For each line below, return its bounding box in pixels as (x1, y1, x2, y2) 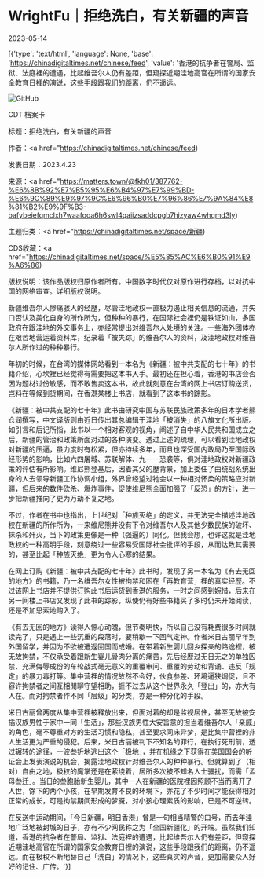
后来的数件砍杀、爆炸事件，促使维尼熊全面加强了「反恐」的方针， (28, 484, 242, 493)
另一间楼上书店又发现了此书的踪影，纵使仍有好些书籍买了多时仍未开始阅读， (8, 595, 256, 605)
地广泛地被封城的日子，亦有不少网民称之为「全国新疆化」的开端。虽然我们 (8, 822, 249, 832)
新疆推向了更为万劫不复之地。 (21, 493, 119, 503)
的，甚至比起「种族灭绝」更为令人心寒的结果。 (8, 549, 159, 558)
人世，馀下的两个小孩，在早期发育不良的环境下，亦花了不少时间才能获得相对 (8, 786, 256, 796)
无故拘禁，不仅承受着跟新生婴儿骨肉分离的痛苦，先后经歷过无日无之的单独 (8, 651, 249, 660)
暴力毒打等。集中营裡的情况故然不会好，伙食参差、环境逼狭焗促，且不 (28, 671, 256, 680)
